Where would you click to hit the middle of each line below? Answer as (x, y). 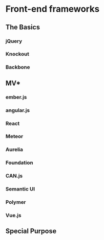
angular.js (18, 110)
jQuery (14, 41)
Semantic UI (20, 189)
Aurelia (14, 149)
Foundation (19, 163)
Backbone (18, 67)
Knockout (17, 54)
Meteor (14, 137)
